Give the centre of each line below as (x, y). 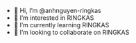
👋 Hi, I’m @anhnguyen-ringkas (58, 11)
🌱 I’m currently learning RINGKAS (61, 25)
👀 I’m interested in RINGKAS (54, 18)
